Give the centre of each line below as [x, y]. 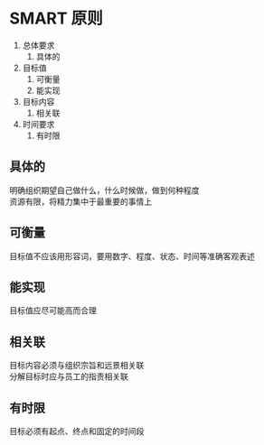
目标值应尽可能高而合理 [53, 311]
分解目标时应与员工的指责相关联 [69, 376]
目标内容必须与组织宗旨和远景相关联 [77, 366]
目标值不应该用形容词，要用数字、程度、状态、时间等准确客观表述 [132, 256]
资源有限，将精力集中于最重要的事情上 [80, 201]
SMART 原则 [57, 19]
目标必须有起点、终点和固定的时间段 [77, 431]
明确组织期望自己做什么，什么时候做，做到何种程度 [104, 190]
